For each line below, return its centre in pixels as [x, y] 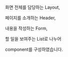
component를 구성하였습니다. [34, 49]
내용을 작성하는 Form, [26, 28]
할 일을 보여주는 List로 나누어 [33, 39]
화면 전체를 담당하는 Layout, [33, 7]
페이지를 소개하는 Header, [31, 18]
